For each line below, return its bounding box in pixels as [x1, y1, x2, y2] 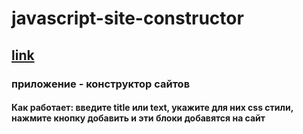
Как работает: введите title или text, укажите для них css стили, [11, 102, 294, 114]
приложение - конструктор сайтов [11, 77, 191, 91]
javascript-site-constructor [11, 7, 244, 30]
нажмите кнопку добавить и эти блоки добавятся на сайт [11, 112, 266, 124]
